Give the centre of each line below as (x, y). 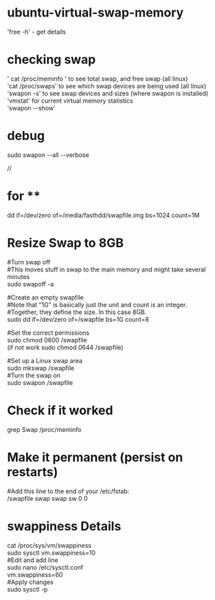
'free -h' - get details (37, 32)
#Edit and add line (33, 560)
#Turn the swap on (34, 375)
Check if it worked (60, 410)
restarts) (33, 472)
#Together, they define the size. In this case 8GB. (77, 312)
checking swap (52, 60)
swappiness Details (64, 526)
